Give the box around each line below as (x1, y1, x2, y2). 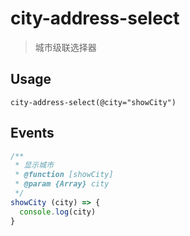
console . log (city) (19, 207, 97, 217)
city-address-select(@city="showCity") (10, 97, 177, 107)
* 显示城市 (14, 160, 55, 171)
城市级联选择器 (34, 41, 97, 53)
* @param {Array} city (14, 179, 110, 189)
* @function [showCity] (14, 170, 114, 180)
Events (10, 125, 55, 142)
